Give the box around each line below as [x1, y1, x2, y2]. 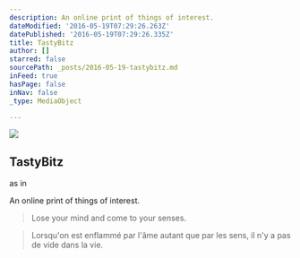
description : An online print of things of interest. [9, 13, 215, 22]
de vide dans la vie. [30, 239, 104, 251]
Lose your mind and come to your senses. [30, 212, 186, 224]
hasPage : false [9, 80, 66, 89]
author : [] [9, 47, 50, 56]
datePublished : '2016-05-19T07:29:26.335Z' [9, 30, 175, 39]
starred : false [9, 55, 66, 64]
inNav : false [9, 88, 58, 97]
